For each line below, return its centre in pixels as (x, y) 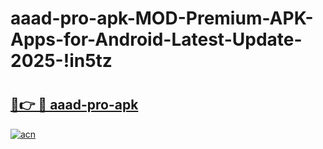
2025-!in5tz (61, 61)
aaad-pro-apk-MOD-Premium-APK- (162, 18)
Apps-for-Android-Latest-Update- (156, 39)
